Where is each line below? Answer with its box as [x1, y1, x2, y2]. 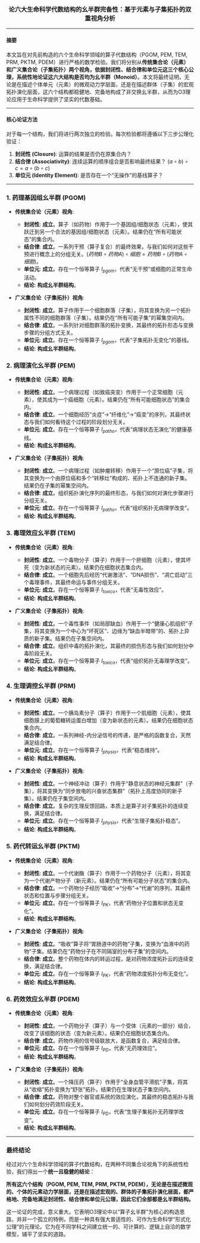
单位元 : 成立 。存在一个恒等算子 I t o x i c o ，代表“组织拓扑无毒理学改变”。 [23, 657, 193, 666]
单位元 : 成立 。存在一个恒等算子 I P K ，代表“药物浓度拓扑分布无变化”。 [23, 970, 192, 979]
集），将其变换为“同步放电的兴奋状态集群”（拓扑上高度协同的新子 [23, 788, 183, 795]
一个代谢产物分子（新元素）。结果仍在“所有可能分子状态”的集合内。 [29, 877, 193, 884]
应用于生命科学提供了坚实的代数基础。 [11, 95, 105, 102]
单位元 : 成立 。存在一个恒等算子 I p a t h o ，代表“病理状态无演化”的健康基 [23, 426, 192, 434]
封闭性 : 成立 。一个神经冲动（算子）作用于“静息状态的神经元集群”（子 [23, 780, 193, 787]
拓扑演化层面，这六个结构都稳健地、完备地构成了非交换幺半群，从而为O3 [6, 88, 186, 95]
